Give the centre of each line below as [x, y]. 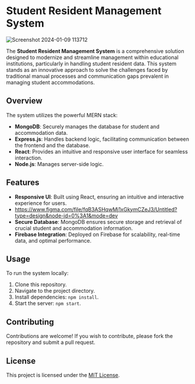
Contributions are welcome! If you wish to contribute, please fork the [90, 336]
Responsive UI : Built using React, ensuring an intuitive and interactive [99, 197]
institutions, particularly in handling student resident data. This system [91, 64]
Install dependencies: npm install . [57, 297]
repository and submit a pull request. [51, 342]
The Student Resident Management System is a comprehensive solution [95, 51]
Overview [24, 101]
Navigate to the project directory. [55, 291]
